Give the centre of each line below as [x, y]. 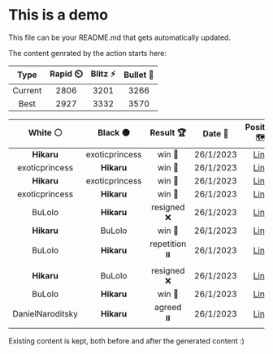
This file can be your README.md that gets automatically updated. [120, 37]
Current [27, 90]
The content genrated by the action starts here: [88, 53]
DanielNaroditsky [45, 314]
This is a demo [58, 15]
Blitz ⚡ [103, 73]
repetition [168, 244]
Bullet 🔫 [139, 75]
